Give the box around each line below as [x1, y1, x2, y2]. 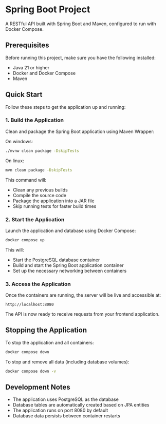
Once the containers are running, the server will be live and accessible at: [5, 292, 161, 298]
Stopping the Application [5, 326, 87, 335]
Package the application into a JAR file [12, 198, 95, 204]
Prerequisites [5, 41, 49, 50]
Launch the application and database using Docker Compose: [5, 227, 136, 234]
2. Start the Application [5, 216, 65, 223]
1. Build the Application [5, 117, 64, 124]
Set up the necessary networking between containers [12, 267, 127, 274]
